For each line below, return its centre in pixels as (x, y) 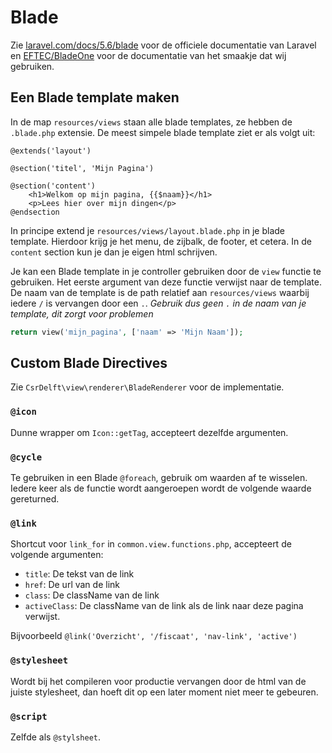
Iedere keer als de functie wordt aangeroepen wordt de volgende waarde (161, 488)
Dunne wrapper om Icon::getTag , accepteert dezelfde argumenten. (149, 432)
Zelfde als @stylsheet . (56, 737)
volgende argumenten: (57, 555)
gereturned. (35, 499)
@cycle (26, 457)
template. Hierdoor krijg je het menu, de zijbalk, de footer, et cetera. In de (161, 241)
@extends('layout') (51, 151)
